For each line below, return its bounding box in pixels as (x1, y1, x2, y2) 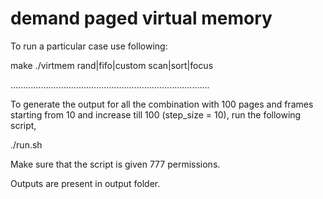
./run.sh (10, 138, 43, 151)
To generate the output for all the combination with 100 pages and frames (10, 98, 314, 110)
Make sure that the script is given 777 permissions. (10, 158, 221, 170)
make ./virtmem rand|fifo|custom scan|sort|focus (10, 59, 214, 71)
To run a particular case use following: (10, 40, 168, 52)
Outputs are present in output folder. (10, 177, 161, 189)
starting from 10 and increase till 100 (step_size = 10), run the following (10, 108, 302, 121)
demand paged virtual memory (10, 7, 273, 30)
